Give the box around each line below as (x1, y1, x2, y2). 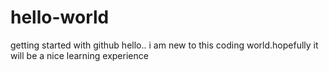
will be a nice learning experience (10, 49, 149, 61)
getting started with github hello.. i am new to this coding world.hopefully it (10, 39, 319, 51)
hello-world (10, 6, 110, 29)
